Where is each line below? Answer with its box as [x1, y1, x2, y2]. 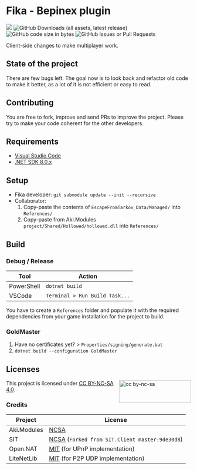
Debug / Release [6, 257, 54, 265]
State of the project [6, 59, 78, 69]
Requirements [6, 136, 59, 146]
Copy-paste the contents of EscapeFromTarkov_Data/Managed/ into [23, 204, 181, 211]
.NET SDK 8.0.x [14, 159, 52, 166]
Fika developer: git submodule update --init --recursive [14, 191, 157, 198]
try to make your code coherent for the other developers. [6, 119, 144, 127]
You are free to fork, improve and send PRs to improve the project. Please [6, 113, 184, 120]
